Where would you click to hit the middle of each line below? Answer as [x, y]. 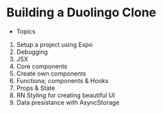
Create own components [51, 74]
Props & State [36, 88]
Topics [26, 31]
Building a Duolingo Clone [81, 13]
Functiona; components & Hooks [62, 80]
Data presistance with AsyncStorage [68, 102]
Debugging [32, 52]
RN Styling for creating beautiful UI [65, 95]
